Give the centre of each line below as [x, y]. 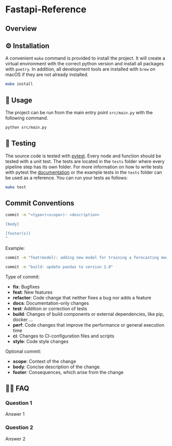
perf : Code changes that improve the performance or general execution [89, 325]
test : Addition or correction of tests [50, 308]
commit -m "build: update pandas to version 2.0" [59, 267]
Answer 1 [15, 414]
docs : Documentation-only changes [51, 303]
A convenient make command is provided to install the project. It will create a [85, 58]
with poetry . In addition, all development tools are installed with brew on [80, 69]
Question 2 [19, 427]
